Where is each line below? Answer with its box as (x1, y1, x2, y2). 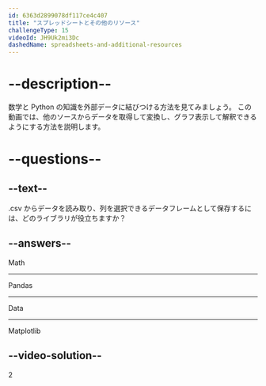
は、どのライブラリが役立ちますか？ (8, 214, 127, 223)
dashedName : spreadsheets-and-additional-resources (8, 41, 182, 49)
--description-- (8, 75, 112, 93)
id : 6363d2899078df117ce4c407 (8, 11, 108, 20)
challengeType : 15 (8, 26, 69, 34)
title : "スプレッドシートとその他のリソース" (8, 19, 140, 27)
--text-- (8, 181, 47, 195)
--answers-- (8, 237, 71, 250)
